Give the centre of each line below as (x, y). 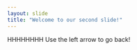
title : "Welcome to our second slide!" (65, 20)
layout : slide (28, 13)
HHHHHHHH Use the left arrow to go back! (69, 39)
